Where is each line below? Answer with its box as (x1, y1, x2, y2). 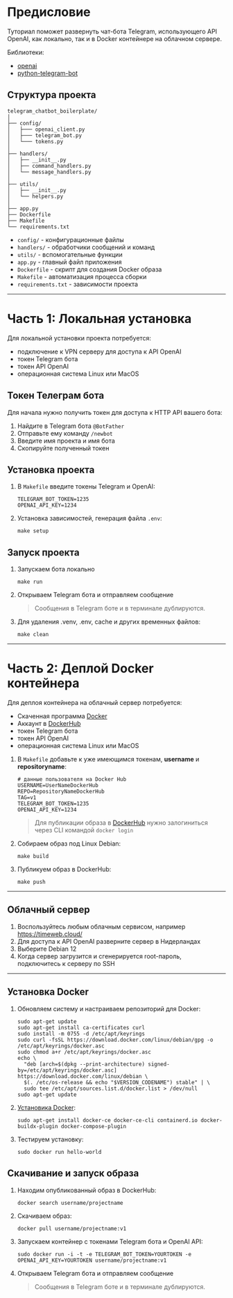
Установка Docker (7, 986, 89, 998)
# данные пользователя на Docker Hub (17, 776, 127, 783)
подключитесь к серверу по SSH (17, 959, 116, 967)
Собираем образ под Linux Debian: (17, 839, 121, 848)
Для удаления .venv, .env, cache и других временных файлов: (17, 617, 201, 626)
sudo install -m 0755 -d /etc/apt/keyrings (17, 1030, 146, 1037)
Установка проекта (7, 464, 95, 475)
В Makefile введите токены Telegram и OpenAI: (17, 482, 155, 491)
